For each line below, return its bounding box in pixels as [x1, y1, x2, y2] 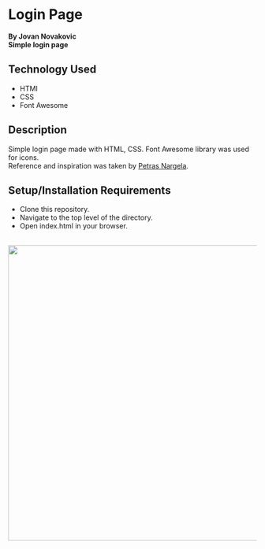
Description [8, 124, 67, 137]
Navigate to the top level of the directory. [19, 213, 153, 222]
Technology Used [8, 63, 97, 76]
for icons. [8, 152, 39, 162]
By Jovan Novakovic [8, 32, 77, 41]
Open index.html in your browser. [19, 221, 128, 231]
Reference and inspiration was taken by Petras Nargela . [8, 161, 189, 170]
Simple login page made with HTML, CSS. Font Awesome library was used [8, 144, 250, 154]
